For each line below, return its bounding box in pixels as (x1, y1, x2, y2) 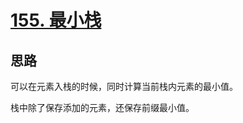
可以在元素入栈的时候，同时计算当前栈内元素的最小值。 (10, 81, 238, 92)
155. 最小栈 (10, 9, 102, 32)
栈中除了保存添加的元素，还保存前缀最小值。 (10, 102, 195, 113)
